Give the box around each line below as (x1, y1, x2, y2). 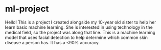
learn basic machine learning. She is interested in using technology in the (5, 24, 153, 30)
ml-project (5, 3, 49, 14)
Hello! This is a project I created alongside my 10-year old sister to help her (5, 19, 157, 25)
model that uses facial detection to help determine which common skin (5, 35, 148, 40)
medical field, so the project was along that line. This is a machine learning (5, 29, 156, 35)
